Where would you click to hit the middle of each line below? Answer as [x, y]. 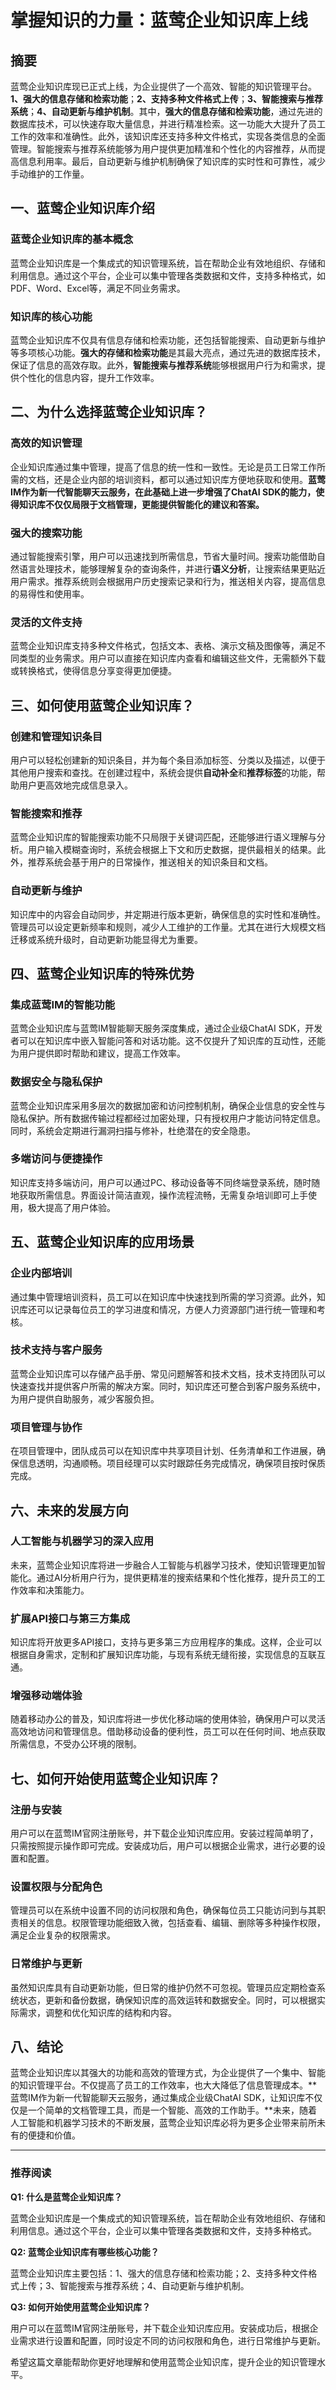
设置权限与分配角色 [56, 1886]
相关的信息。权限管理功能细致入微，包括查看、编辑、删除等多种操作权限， [172, 1923]
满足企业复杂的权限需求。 [63, 1935]
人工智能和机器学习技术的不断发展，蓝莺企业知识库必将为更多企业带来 [155, 2123]
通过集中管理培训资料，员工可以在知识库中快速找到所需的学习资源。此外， [163, 1297]
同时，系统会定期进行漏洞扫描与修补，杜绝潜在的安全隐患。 [133, 1130]
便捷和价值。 [54, 2135]
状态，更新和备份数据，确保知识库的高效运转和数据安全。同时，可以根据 [167, 2000]
